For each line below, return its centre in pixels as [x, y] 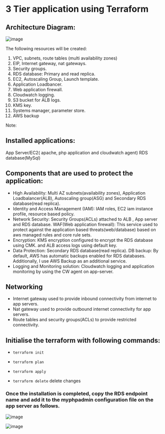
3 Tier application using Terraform [77, 9]
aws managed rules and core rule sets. [52, 234]
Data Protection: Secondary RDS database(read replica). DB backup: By [86, 250]
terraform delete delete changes [47, 381]
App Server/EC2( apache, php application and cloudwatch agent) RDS [77, 152]
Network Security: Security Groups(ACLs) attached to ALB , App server [85, 219]
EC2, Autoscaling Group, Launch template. [56, 79]
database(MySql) [23, 158]
